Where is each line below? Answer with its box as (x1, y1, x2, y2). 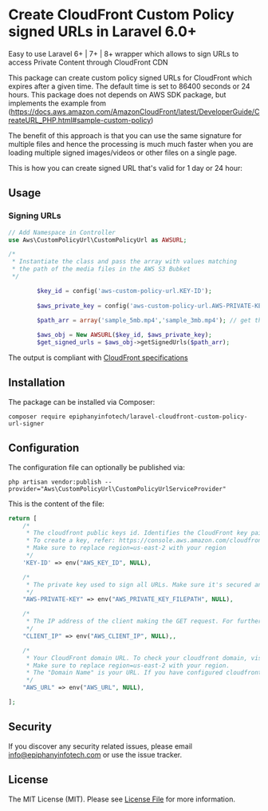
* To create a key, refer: (26, 536, 116, 544)
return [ (8, 514, 37, 522)
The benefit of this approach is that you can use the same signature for (8, 130, 242, 140)
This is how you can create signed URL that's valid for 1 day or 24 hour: (8, 163, 243, 172)
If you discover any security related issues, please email (8, 741, 193, 751)
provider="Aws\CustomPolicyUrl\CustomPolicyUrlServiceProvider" (8, 485, 227, 493)
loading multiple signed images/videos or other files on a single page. (8, 148, 237, 157)
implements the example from (8, 98, 106, 108)
